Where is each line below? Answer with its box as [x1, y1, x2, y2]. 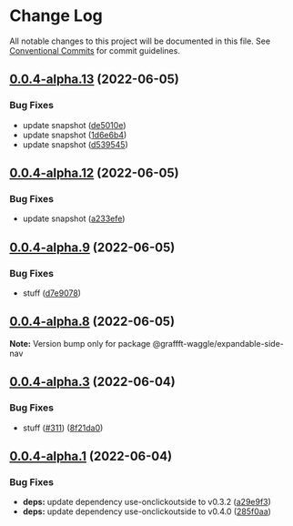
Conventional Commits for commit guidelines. [9, 45, 180, 56]
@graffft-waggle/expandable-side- [152, 338, 285, 349]
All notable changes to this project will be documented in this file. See [9, 35, 271, 46]
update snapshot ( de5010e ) [22, 119, 126, 130]
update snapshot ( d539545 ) [22, 138, 129, 150]
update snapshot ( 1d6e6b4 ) [22, 129, 127, 140]
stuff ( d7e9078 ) [22, 288, 82, 298]
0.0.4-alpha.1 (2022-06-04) [9, 448, 173, 464]
